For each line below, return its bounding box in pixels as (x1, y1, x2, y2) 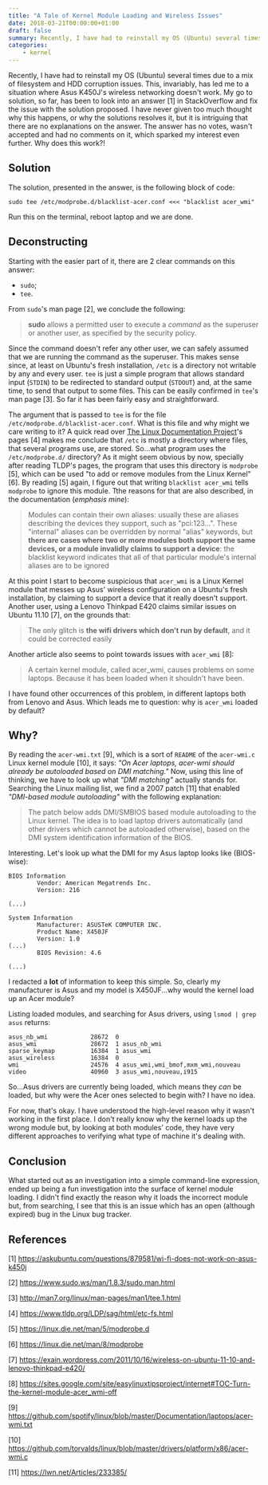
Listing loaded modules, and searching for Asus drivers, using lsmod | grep (8, 1009, 257, 1019)
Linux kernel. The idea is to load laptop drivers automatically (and (27, 816, 243, 826)
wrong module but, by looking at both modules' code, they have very (8, 1123, 235, 1133)
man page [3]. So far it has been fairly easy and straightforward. (8, 394, 219, 403)
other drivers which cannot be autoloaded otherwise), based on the (27, 824, 250, 834)
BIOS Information (8, 872, 66, 881)
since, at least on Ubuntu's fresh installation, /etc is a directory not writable (8, 360, 257, 370)
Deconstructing (8, 235, 89, 249)
